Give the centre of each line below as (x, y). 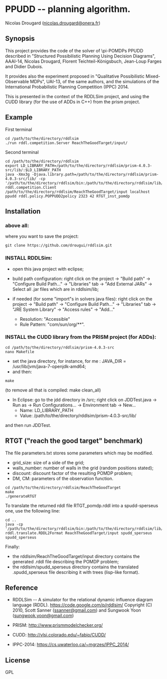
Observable (17, 81)
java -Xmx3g (17, 174)
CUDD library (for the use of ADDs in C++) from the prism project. (73, 102)
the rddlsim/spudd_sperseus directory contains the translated (75, 567)
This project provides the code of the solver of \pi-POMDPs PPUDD (74, 50)
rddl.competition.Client (31, 187)
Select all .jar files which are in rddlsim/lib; (55, 289)
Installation (23, 211)
